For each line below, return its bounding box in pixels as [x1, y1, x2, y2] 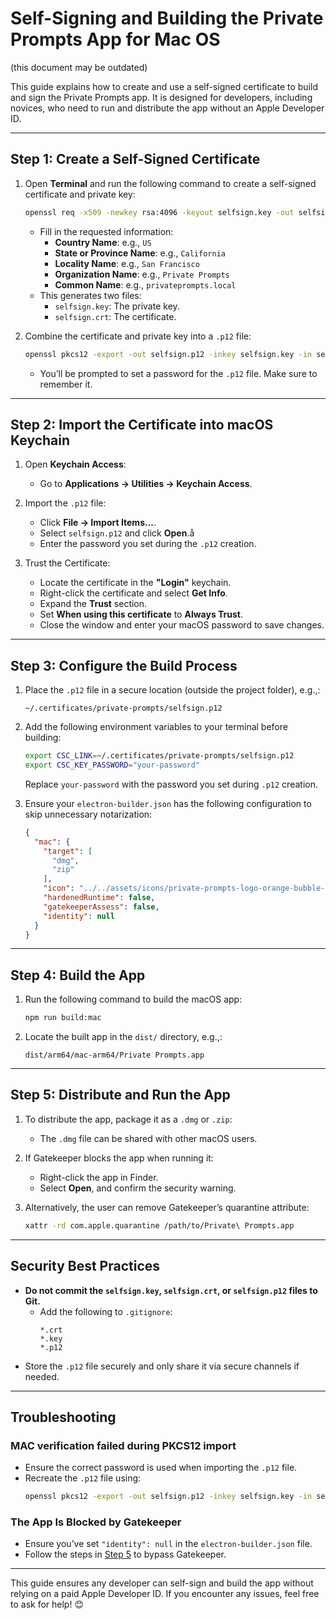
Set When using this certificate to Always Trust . [39, 608, 244, 621]
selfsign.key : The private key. [54, 300, 180, 312]
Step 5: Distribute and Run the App [10, 1087, 231, 1104]
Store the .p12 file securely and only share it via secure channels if [24, 1360, 300, 1372]
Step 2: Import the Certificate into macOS [10, 416, 274, 433]
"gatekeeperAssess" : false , [43, 902, 160, 912]
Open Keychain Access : [24, 458, 127, 471]
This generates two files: [39, 289, 142, 301]
